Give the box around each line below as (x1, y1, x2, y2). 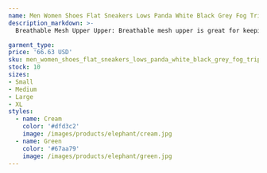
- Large (8, 92, 34, 100)
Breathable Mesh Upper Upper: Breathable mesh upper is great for (15, 26, 240, 34)
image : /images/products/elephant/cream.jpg (22, 130, 172, 138)
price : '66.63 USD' (8, 49, 73, 57)
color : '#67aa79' (22, 144, 80, 152)
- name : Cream (15, 115, 62, 124)
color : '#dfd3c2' (22, 123, 80, 131)
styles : (8, 108, 34, 116)
